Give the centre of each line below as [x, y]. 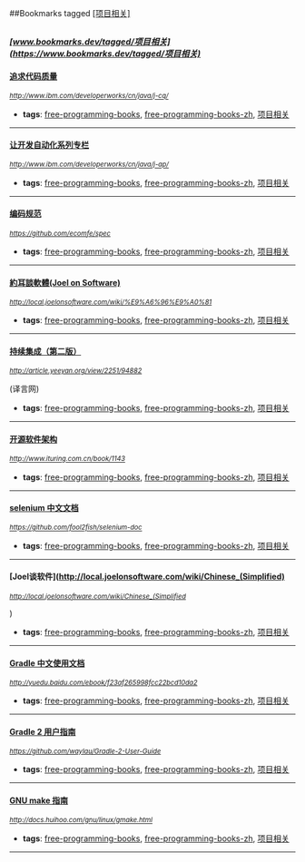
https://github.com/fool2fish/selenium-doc [76, 528]
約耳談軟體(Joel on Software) [65, 282]
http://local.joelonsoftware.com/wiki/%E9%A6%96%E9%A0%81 [111, 302]
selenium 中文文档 [44, 508]
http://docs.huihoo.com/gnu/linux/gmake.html [81, 820]
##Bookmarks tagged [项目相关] [70, 13]
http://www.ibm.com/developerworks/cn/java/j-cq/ [89, 96]
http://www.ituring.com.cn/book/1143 [67, 459]
